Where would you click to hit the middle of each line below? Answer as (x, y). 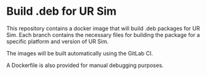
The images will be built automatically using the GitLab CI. (80, 53)
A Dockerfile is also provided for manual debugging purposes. (85, 65)
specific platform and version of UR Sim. (57, 41)
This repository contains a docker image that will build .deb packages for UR (103, 28)
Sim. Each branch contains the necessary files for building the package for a (103, 34)
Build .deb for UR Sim (61, 11)
